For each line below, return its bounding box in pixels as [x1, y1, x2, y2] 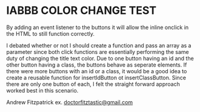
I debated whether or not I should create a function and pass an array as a [6, 42, 192, 49]
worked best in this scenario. [6, 87, 79, 94]
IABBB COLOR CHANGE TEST [6, 4, 156, 18]
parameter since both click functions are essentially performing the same [6, 48, 189, 55]
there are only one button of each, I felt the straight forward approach [6, 80, 180, 88]
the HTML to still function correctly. [6, 30, 95, 37]
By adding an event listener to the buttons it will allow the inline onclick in [6, 24, 189, 31]
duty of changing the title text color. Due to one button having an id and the [6, 54, 194, 62]
